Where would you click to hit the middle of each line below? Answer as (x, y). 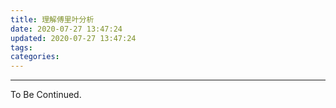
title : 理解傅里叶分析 (52, 19)
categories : (35, 57)
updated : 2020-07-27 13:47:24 (73, 38)
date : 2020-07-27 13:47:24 (66, 29)
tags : (21, 47)
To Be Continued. (46, 95)
